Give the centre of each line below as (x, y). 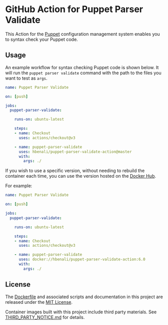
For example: (19, 186)
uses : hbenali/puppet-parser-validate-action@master (75, 152)
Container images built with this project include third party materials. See (81, 312)
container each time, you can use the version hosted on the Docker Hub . (81, 176)
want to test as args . (26, 78)
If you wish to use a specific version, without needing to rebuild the (75, 171)
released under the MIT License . (39, 302)
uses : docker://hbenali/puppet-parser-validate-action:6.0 (82, 259)
